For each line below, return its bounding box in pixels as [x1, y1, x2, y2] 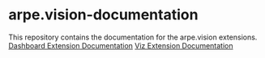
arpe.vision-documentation [8, 6, 199, 24]
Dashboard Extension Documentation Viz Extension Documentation [8, 40, 233, 50]
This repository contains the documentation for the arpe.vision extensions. [8, 32, 258, 42]
